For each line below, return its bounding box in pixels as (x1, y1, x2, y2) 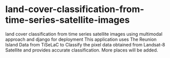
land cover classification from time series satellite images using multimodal (5, 31, 163, 37)
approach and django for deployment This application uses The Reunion (5, 36, 157, 42)
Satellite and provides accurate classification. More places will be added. (5, 47, 158, 53)
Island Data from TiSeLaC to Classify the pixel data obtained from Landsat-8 (5, 41, 165, 47)
